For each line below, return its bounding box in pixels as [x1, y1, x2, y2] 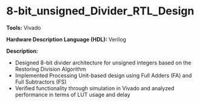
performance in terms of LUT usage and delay [15, 91, 131, 98]
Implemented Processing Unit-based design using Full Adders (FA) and [15, 72, 192, 79]
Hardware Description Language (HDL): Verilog [6, 35, 127, 43]
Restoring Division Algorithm [15, 65, 86, 73]
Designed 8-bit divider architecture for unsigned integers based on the [15, 59, 192, 66]
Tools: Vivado [6, 24, 41, 31]
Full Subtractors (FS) [15, 78, 67, 85]
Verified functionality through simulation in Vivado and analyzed [15, 84, 175, 91]
